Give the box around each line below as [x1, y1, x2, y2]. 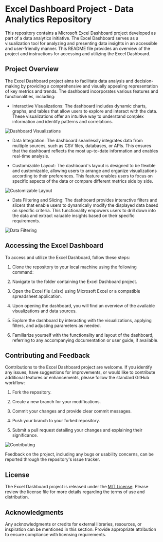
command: [12, 269, 34, 275]
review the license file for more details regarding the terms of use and [5, 489, 145, 495]
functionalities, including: [5, 93, 55, 99]
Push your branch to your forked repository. [12, 418, 100, 424]
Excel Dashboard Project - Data [5, 3, 134, 15]
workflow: [5, 380, 25, 386]
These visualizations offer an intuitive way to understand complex [12, 113, 144, 119]
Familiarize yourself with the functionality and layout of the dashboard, [12, 332, 154, 338]
